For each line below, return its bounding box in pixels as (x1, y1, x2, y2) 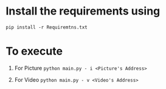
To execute (5, 44, 63, 58)
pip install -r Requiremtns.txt (5, 24, 88, 30)
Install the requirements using (5, 4, 161, 18)
